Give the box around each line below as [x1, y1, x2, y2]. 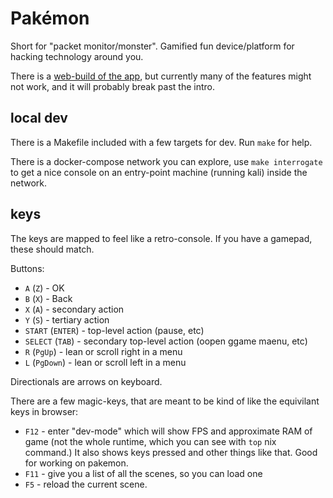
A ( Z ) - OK [24, 282, 65, 294]
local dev [10, 110, 68, 127]
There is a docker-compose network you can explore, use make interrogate [10, 155, 323, 167]
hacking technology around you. [10, 50, 144, 62]
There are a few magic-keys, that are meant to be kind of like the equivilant [10, 395, 320, 407]
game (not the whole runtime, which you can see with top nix [24, 435, 277, 447]
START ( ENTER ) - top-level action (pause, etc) [24, 324, 205, 336]
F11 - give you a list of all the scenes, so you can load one [24, 467, 263, 479]
